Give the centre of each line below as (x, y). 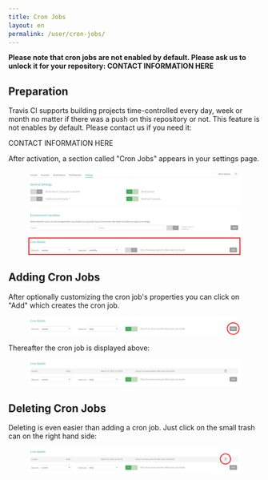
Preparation (38, 91)
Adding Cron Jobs (54, 278)
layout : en (26, 25)
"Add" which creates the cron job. (64, 305)
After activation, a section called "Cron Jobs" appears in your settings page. (134, 159)
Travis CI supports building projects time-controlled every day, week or (126, 111)
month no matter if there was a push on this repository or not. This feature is (134, 119)
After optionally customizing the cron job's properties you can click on (124, 296)
